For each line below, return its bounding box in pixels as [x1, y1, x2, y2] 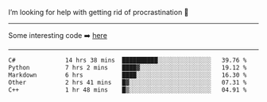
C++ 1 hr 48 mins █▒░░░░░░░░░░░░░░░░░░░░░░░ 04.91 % [8, 85, 247, 94]
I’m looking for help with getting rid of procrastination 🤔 [8, 8, 189, 17]
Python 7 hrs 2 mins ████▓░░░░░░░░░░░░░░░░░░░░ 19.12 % [8, 63, 247, 71]
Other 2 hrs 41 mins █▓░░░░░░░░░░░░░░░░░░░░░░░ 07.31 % [8, 78, 247, 86]
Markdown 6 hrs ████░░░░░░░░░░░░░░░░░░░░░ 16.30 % [8, 71, 247, 79]
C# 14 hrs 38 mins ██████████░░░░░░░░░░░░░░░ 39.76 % [8, 56, 247, 64]
